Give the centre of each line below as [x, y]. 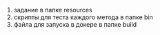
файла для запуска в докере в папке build [75, 24]
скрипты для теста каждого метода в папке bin [83, 17]
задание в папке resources [53, 10]
